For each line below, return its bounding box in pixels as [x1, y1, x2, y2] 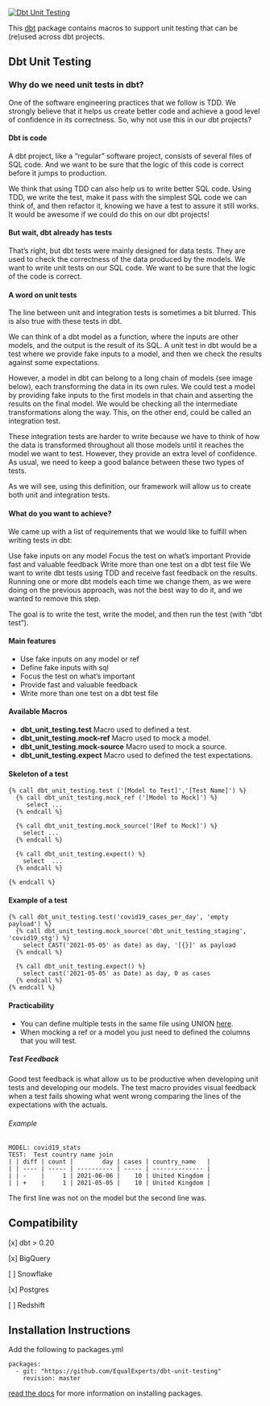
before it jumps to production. [8, 168, 107, 177]
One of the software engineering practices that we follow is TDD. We [8, 97, 236, 107]
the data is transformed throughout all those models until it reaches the [8, 440, 244, 450]
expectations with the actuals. [8, 1100, 108, 1109]
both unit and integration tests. [8, 490, 110, 500]
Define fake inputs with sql [19, 662, 109, 672]
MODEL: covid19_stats [8, 1143, 81, 1151]
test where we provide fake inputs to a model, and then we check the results [8, 349, 262, 359]
